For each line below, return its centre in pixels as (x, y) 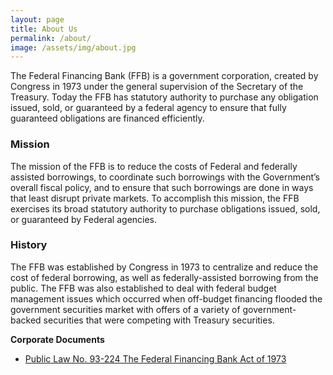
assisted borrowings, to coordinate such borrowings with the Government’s (165, 177)
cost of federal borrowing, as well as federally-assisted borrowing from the (164, 277)
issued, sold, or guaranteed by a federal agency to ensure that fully (148, 108)
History (29, 245)
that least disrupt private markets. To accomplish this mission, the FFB (155, 198)
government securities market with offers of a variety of (125, 309)
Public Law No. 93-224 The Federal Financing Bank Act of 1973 (155, 358)
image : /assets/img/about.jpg (73, 47)
